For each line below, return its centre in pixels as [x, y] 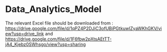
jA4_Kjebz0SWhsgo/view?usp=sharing [46, 44]
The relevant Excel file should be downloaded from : [59, 23]
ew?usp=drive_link [25, 33]
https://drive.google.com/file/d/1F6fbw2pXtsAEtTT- [59, 39]
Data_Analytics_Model [53, 9]
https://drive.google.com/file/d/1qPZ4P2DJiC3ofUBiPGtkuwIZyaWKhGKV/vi [83, 28]
